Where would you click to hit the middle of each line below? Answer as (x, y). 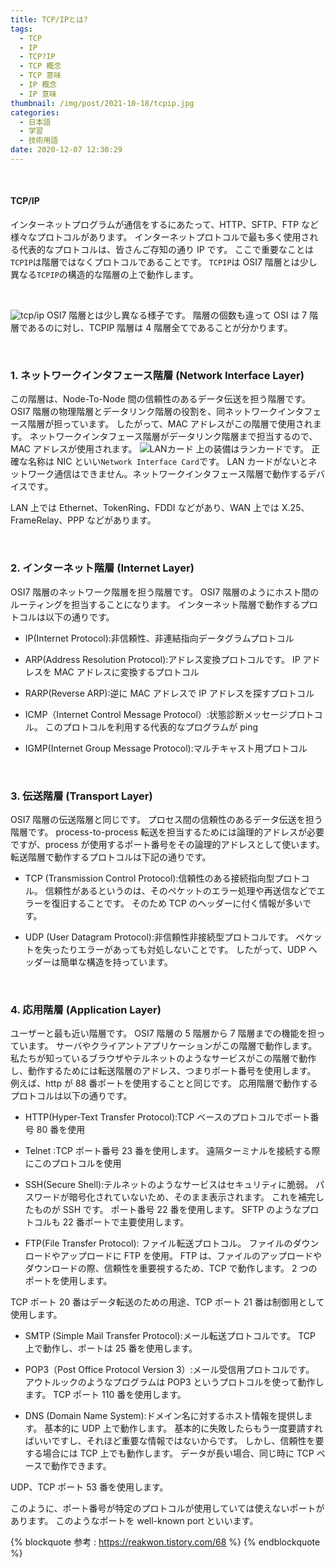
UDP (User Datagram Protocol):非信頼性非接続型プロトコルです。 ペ (164, 937)
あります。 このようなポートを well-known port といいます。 (134, 1521)
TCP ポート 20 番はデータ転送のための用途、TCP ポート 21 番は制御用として (167, 1302)
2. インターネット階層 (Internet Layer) (102, 568)
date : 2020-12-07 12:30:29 (66, 150)
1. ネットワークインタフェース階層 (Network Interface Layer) (157, 375)
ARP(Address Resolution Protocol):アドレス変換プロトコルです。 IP (162, 659)
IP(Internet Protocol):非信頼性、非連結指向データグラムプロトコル (159, 638)
